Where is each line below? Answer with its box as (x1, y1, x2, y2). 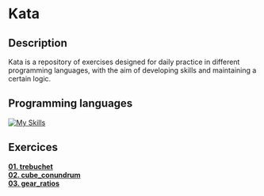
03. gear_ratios (8, 179, 60, 188)
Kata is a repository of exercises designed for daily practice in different (8, 57, 240, 66)
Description (8, 36, 67, 50)
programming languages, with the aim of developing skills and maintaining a (8, 66, 257, 75)
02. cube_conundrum (8, 170, 81, 179)
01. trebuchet (8, 161, 53, 171)
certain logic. (8, 74, 52, 83)
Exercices (8, 141, 58, 154)
